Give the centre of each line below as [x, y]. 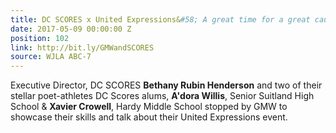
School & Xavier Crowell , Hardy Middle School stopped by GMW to [149, 107]
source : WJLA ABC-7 [51, 57]
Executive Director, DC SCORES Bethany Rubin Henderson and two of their [166, 85]
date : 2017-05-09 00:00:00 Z [71, 29]
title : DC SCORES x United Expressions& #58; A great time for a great [160, 19]
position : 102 [40, 38]
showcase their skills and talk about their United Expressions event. [149, 117]
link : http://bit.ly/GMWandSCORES [82, 47]
